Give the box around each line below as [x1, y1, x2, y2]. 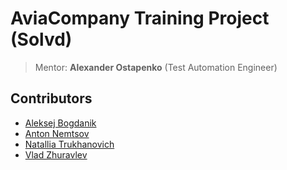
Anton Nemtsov [24, 127, 90, 139]
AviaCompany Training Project [10, 7, 270, 30]
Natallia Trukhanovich [24, 138, 115, 150]
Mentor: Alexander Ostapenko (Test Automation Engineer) [34, 61, 278, 73]
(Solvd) [10, 28, 73, 51]
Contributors [10, 90, 93, 107]
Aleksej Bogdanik [24, 117, 97, 129]
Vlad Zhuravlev [24, 148, 88, 161]
